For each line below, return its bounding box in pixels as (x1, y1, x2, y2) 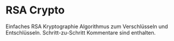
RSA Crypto (5, 4, 65, 17)
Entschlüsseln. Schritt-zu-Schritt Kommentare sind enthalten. (5, 29, 156, 36)
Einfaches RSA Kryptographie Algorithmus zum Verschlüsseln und (5, 23, 168, 30)
